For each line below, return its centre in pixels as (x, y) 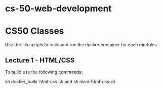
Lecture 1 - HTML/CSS (40, 60)
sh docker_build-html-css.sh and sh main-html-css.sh (60, 81)
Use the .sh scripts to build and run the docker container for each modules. (81, 45)
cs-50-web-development (59, 9)
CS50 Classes (35, 31)
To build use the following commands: (44, 72)
